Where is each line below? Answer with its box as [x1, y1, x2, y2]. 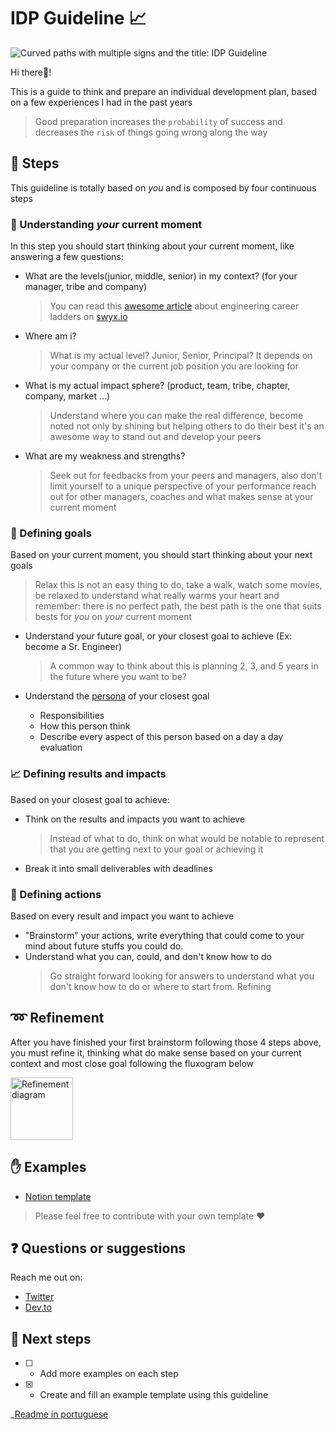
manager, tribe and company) [24, 281, 148, 293]
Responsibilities [39, 710, 105, 722]
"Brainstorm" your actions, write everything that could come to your [24, 929, 305, 941]
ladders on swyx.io [49, 311, 128, 323]
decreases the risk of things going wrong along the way [34, 126, 268, 138]
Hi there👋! [10, 66, 52, 78]
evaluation [39, 741, 83, 754]
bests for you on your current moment [34, 611, 193, 623]
